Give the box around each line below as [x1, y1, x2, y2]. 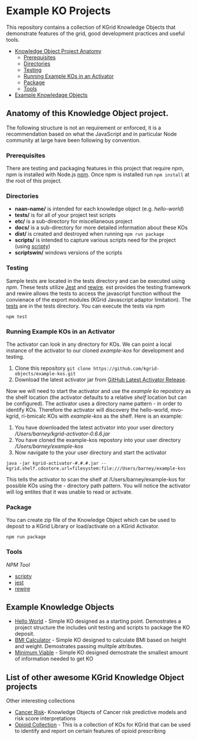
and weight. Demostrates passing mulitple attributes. [14, 643, 143, 650]
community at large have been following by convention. [6, 137, 141, 144]
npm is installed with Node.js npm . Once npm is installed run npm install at [6, 171, 190, 178]
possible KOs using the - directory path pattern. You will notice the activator [6, 482, 191, 489]
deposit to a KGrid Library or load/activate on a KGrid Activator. [6, 523, 160, 530]
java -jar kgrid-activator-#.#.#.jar [6, 460, 99, 466]
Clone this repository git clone [14, 364, 91, 372]
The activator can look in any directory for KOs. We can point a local [6, 341, 172, 348]
